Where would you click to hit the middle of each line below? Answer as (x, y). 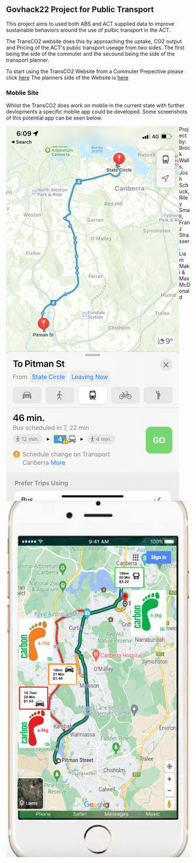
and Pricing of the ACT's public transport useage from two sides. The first (95, 47)
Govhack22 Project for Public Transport (80, 10)
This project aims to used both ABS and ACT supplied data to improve (90, 23)
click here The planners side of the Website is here (67, 77)
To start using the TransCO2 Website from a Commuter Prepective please (95, 71)
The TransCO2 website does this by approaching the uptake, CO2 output (94, 41)
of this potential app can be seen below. (54, 118)
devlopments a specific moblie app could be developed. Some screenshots (97, 112)
